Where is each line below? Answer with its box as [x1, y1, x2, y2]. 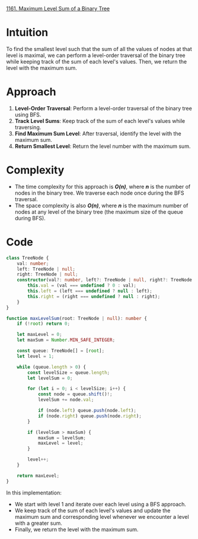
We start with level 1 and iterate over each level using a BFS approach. [14, 500, 187, 508]
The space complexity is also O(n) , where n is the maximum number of [14, 202, 189, 209]
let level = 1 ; [17, 353, 55, 359]
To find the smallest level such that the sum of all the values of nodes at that [6, 45, 193, 52]
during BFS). [14, 214, 46, 221]
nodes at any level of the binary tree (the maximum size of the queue [14, 208, 184, 215]
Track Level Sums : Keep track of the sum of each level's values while [14, 117, 186, 124]
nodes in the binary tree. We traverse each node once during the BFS [14, 189, 184, 196]
